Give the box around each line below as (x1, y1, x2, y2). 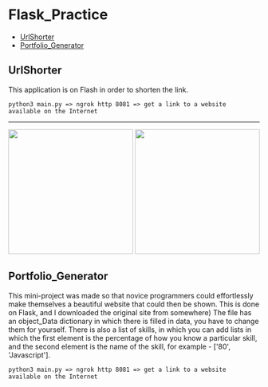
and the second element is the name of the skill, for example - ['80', (8, 342, 231, 351)
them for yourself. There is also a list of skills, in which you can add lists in (8, 325, 252, 334)
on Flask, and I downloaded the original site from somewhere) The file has (8, 307, 252, 317)
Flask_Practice (8, 6, 108, 24)
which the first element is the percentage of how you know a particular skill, (8, 333, 258, 342)
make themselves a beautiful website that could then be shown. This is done (8, 299, 260, 309)
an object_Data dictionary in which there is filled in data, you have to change (8, 316, 259, 326)
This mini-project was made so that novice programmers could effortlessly (8, 290, 254, 300)
